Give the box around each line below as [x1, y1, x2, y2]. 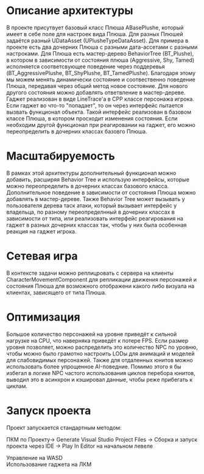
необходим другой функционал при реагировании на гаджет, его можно [6, 121, 196, 128]
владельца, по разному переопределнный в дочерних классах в [6, 208, 175, 216]
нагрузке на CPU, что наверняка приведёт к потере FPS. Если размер [6, 337, 189, 344]
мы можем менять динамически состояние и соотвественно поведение [6, 76, 196, 83]
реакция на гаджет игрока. [6, 227, 77, 235]
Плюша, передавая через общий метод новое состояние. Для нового [6, 82, 188, 89]
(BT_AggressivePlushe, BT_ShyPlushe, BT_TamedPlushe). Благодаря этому [6, 69, 196, 76]
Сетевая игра [6, 249, 78, 263]
